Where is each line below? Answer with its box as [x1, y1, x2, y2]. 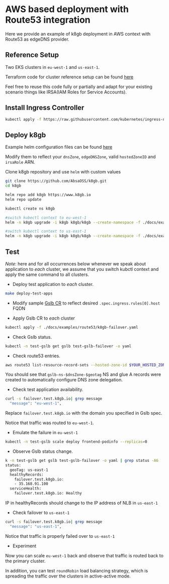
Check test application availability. [12, 386, 83, 393]
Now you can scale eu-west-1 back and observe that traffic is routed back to [5, 552, 163, 558]
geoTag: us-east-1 [10, 467, 49, 472]
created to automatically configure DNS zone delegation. [5, 377, 123, 383]
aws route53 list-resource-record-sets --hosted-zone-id [5, 362, 127, 367]
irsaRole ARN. [5, 159, 35, 165]
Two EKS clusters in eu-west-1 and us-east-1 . [5, 64, 100, 70]
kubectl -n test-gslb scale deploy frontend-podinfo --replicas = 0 [5, 439, 147, 444]
